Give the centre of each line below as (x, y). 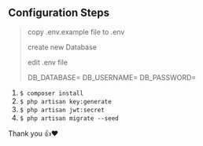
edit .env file (48, 62)
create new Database (62, 47)
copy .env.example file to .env (76, 31)
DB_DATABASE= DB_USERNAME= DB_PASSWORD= (112, 77)
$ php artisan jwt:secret (62, 110)
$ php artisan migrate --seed (69, 118)
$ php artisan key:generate (65, 101)
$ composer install (52, 93)
